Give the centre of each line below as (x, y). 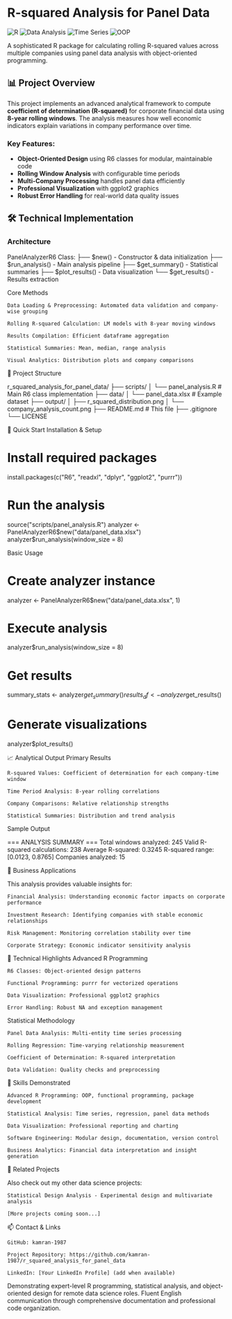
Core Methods (28, 292)
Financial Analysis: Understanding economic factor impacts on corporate (116, 897)
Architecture (29, 242)
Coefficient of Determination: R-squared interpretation (91, 1058)
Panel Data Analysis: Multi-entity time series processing (94, 1034)
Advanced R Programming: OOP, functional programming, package (101, 1096)
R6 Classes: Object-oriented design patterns (74, 971)
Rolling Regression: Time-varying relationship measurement (96, 1045)
